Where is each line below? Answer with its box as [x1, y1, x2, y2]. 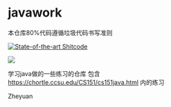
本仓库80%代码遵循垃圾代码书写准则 [8, 28, 113, 37]
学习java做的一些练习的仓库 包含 [8, 69, 100, 77]
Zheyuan [8, 92, 33, 100]
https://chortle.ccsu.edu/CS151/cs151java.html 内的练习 [8, 78, 165, 86]
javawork [8, 5, 62, 21]
